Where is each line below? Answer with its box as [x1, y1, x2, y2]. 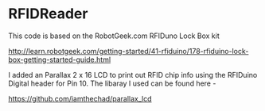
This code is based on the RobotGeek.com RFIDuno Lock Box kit [8, 31, 220, 40]
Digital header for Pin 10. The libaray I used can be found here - [8, 78, 216, 88]
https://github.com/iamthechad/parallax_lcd [8, 94, 153, 103]
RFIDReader [8, 5, 88, 23]
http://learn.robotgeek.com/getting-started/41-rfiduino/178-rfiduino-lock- [8, 46, 249, 55]
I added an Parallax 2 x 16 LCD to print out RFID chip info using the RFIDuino [8, 70, 258, 79]
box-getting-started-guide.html [8, 55, 111, 64]
